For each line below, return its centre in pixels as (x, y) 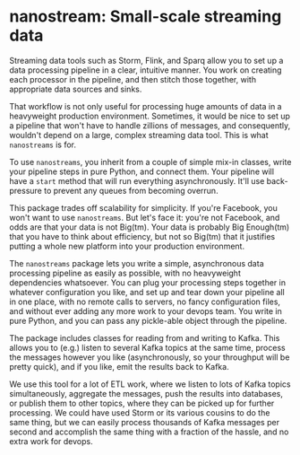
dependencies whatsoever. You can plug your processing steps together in (148, 282)
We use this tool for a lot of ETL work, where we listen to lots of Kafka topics (150, 384)
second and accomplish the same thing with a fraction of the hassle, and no (149, 432)
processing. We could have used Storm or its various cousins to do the (140, 412)
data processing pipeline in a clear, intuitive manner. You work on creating (146, 70)
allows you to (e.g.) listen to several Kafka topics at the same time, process (147, 347)
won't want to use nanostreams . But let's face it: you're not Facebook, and (145, 217)
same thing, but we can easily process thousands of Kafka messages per (145, 422)
